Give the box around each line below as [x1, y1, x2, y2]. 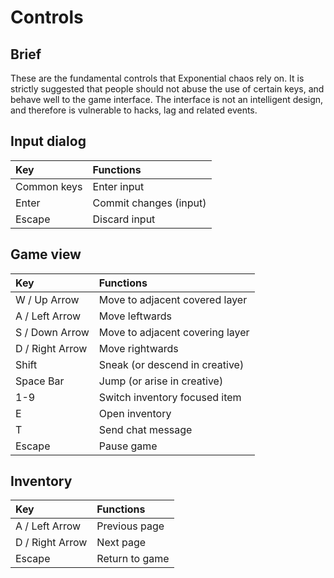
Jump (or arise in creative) [98, 374, 224, 388]
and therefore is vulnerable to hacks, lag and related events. [10, 104, 258, 116]
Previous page [96, 519, 165, 533]
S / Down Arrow [15, 325, 90, 339]
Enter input [92, 179, 145, 193]
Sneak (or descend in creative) [98, 357, 245, 371]
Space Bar [15, 374, 65, 388]
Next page [96, 536, 147, 550]
